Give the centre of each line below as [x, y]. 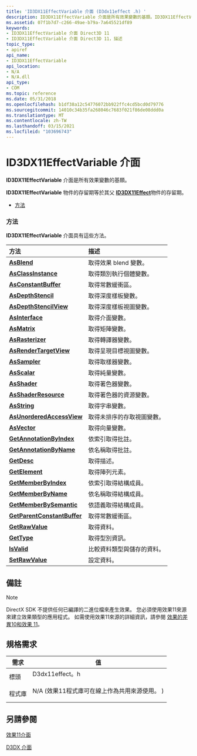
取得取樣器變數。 [112, 362]
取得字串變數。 [109, 406]
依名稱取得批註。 [112, 450]
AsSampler [25, 362]
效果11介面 [18, 734]
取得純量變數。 [109, 373]
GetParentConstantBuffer [45, 516]
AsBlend [21, 263]
